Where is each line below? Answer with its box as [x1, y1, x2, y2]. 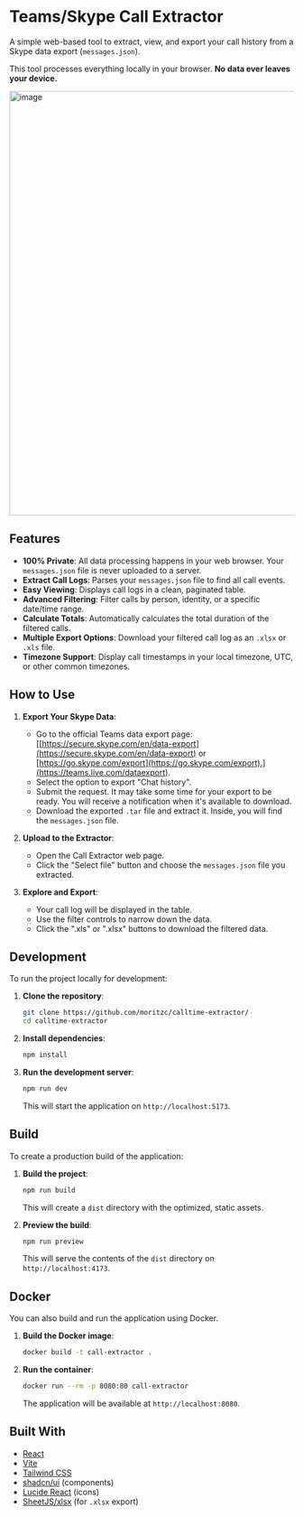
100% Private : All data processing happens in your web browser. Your [22, 555, 284, 566]
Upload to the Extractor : [22, 832, 115, 843]
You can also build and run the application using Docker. [9, 1313, 219, 1324]
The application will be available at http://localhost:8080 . [22, 1398, 241, 1409]
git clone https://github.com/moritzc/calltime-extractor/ [22, 1009, 250, 1018]
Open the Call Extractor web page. [35, 850, 165, 860]
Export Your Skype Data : [22, 711, 117, 721]
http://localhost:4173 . [22, 1262, 111, 1274]
